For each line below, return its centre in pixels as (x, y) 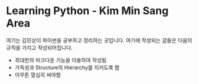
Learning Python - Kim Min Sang (87, 11)
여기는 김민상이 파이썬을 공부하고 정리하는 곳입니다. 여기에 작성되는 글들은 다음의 (99, 40)
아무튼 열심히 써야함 (38, 75)
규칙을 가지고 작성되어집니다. (39, 48)
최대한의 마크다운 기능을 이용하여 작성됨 (61, 60)
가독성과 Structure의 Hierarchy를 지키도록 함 (67, 67)
